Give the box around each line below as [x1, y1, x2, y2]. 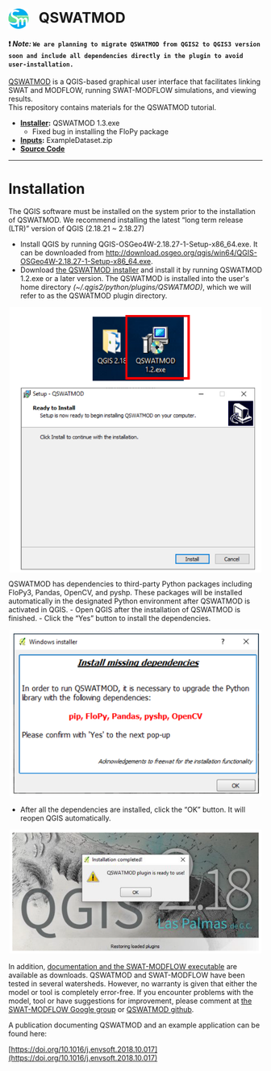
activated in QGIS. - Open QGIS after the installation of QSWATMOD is [8, 604, 240, 614]
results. [8, 94, 34, 104]
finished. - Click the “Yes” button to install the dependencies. [8, 613, 211, 623]
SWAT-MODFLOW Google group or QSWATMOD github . [8, 1005, 194, 1014]
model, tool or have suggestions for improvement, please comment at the [8, 996, 252, 1006]
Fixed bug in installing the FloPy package [31, 127, 169, 136]
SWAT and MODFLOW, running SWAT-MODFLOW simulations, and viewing [8, 86, 256, 95]
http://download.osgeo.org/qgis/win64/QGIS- [105, 248, 258, 258]
